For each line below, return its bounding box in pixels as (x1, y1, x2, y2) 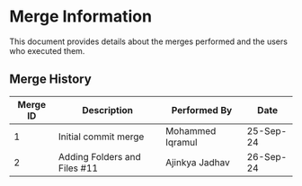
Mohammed (164, 124, 217, 137)
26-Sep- (246, 150, 288, 163)
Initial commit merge (58, 130, 145, 143)
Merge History (9, 72, 92, 87)
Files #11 (58, 162, 99, 174)
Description (82, 103, 133, 116)
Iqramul (164, 136, 198, 148)
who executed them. (9, 45, 85, 56)
